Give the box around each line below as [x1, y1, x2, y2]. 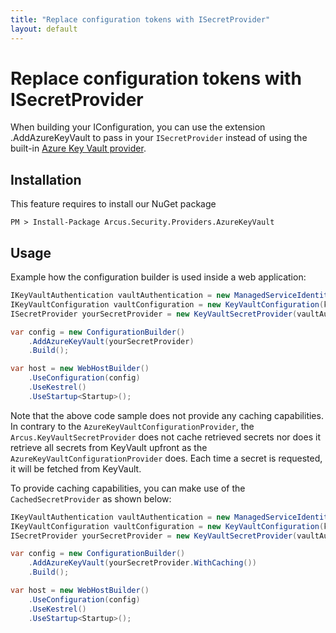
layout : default [10, 24, 78, 34]
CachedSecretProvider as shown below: [10, 492, 172, 505]
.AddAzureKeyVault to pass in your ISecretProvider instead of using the [10, 132, 308, 144]
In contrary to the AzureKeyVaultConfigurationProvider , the [10, 420, 255, 432]
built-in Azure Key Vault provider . [10, 142, 147, 155]
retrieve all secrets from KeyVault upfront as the [10, 441, 208, 453]
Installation [10, 171, 82, 188]
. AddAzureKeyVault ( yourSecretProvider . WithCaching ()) [28, 558, 257, 568]
